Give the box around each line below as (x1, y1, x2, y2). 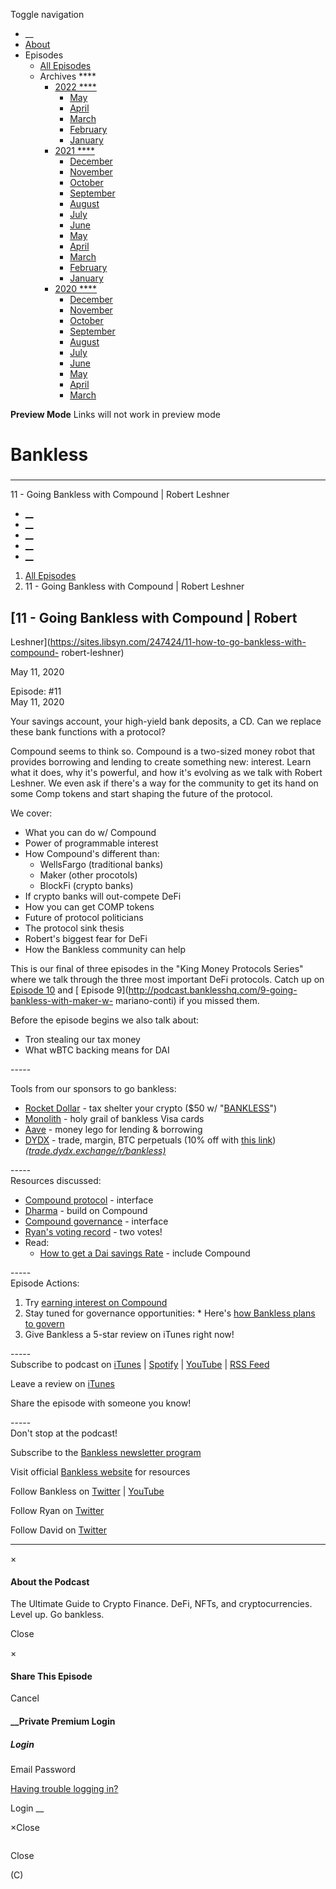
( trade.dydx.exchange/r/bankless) (24, 1144, 167, 1156)
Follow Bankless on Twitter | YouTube (10, 1485, 165, 1497)
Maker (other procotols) (39, 869, 138, 881)
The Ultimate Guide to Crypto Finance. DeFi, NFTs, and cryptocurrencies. (10, 1598, 313, 1610)
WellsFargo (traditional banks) (39, 858, 164, 870)
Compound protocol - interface (24, 1194, 154, 1206)
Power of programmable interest (24, 837, 159, 849)
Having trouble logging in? (10, 1782, 119, 1794)
